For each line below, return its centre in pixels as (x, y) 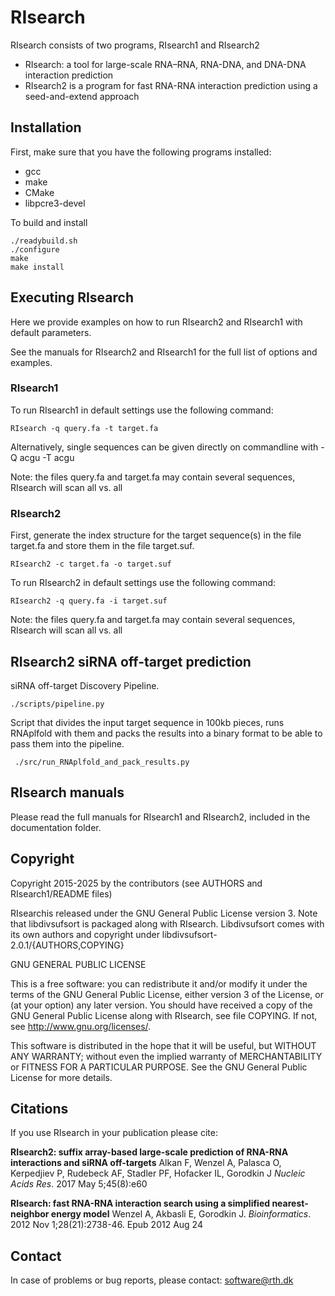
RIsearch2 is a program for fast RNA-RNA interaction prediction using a (171, 85)
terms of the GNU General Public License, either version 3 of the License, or (167, 994)
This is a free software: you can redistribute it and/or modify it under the (159, 983)
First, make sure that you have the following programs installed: (141, 152)
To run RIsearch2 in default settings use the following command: (143, 583)
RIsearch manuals (67, 792)
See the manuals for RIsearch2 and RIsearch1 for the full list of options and (164, 352)
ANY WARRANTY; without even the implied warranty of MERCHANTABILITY (166, 1056)
